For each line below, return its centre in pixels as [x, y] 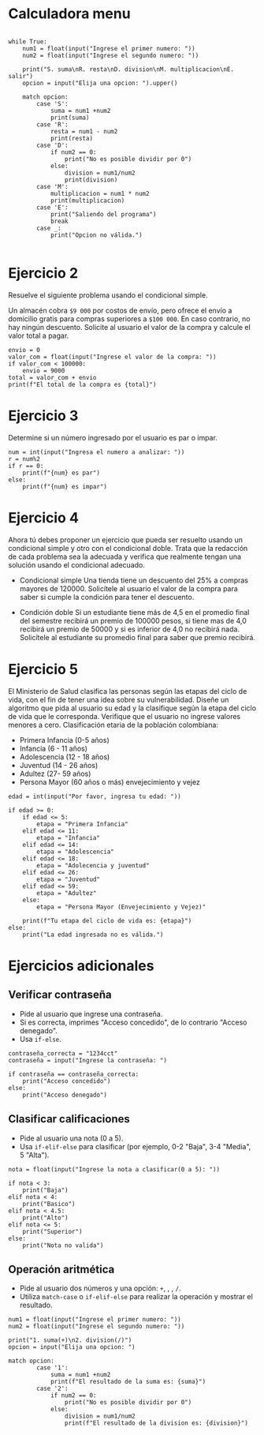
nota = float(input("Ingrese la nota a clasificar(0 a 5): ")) [114, 1169]
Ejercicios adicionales [81, 966]
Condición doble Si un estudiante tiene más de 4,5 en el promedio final [134, 612]
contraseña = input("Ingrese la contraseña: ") [88, 1060]
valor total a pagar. [39, 335]
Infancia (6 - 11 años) [54, 748]
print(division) [91, 180]
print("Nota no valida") [63, 1245]
